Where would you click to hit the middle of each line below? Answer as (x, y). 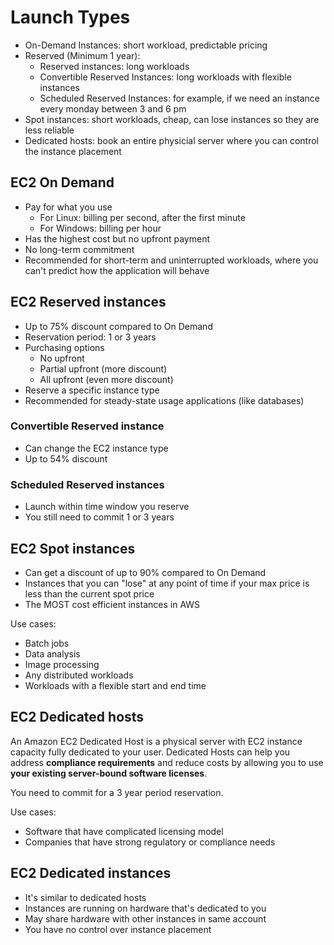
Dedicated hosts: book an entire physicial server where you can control (171, 140)
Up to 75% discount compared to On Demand (118, 326)
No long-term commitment (79, 249)
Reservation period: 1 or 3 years (90, 337)
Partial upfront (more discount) (103, 368)
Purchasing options (64, 347)
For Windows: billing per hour (100, 228)
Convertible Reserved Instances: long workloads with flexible (165, 77)
